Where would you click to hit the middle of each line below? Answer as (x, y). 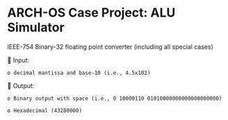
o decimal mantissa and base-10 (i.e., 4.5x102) (79, 73)
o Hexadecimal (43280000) (44, 110)
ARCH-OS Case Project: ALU (91, 13)
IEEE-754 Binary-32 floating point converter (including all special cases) (111, 46)
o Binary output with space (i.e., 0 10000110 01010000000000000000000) (115, 98)
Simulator (36, 27)
